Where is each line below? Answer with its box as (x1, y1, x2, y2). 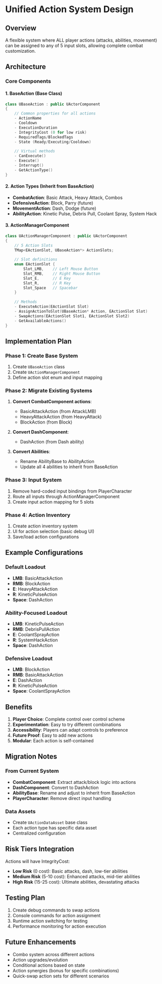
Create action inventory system (12, 523, 78, 529)
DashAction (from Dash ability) (20, 439, 84, 445)
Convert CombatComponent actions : (12, 399, 92, 405)
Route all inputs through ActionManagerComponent (12, 493, 120, 500)
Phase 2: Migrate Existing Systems (5, 387, 92, 394)
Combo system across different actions (12, 951, 95, 957)
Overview (5, 24, 37, 32)
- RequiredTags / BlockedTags (14, 134, 73, 140)
